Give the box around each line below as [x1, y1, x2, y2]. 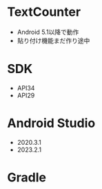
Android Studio [7, 115, 96, 131]
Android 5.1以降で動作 [17, 28, 79, 36]
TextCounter [7, 4, 81, 20]
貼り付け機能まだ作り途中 [17, 36, 90, 45]
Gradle [7, 170, 47, 185]
